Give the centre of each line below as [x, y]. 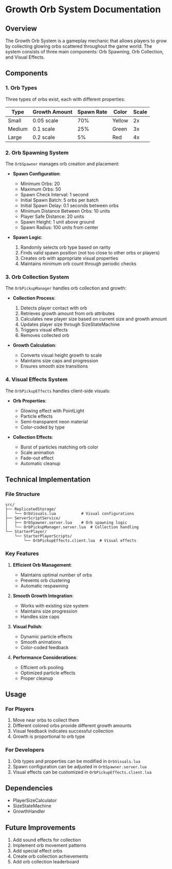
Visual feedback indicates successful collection [63, 731]
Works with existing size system [54, 605]
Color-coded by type [43, 427]
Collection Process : [34, 298]
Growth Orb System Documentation [83, 10]
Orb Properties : [30, 401]
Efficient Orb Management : [42, 565]
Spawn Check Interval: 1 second [54, 194]
